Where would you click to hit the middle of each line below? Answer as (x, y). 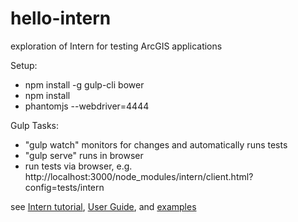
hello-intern (61, 18)
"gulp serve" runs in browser (84, 155)
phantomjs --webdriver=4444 (87, 106)
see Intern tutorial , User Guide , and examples (103, 206)
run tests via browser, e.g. (78, 166)
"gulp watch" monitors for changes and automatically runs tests (156, 144)
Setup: (24, 65)
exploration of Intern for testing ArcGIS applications (116, 46)
